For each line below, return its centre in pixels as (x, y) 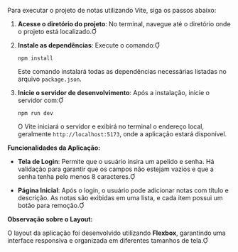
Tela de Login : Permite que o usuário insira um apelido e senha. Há (116, 161)
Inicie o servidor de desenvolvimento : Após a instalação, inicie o (113, 93)
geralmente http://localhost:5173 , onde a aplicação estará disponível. (122, 134)
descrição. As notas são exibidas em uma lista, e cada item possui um (120, 198)
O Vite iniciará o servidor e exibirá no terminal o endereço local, (111, 126)
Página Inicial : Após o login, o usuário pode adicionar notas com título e (123, 190)
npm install (35, 58)
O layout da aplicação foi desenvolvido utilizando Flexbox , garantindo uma (117, 233)
